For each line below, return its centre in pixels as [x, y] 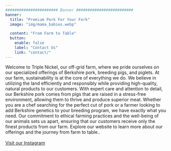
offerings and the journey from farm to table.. [53, 132]
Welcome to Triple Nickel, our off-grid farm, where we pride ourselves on [82, 67]
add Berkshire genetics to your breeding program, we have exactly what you [86, 110]
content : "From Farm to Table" [43, 34]
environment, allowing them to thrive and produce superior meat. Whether [83, 99]
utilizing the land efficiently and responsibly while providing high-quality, [82, 83]
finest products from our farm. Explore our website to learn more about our [84, 127]
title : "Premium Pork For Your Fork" [50, 19]
